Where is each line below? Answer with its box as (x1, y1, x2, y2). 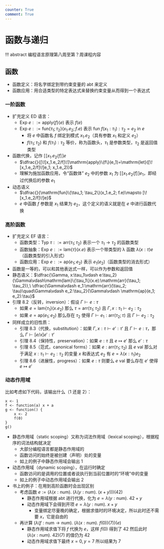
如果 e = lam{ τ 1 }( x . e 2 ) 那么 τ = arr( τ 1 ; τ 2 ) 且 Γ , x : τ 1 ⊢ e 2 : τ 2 (19, 305, 141, 312)
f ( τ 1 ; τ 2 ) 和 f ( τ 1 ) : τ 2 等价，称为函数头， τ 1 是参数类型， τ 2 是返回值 (27, 140, 158, 147)
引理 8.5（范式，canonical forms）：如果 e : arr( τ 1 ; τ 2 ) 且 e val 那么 (19, 344, 153, 351)
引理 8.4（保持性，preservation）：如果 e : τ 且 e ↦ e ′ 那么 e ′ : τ (19, 337, 148, 343)
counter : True (5, 7, 34, 12)
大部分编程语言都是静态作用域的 (19, 446, 84, 452)
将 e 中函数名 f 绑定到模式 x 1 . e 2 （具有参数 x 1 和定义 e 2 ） (27, 132, 141, 140)
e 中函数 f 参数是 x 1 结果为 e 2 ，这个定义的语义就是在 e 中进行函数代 (19, 201, 157, 208)
